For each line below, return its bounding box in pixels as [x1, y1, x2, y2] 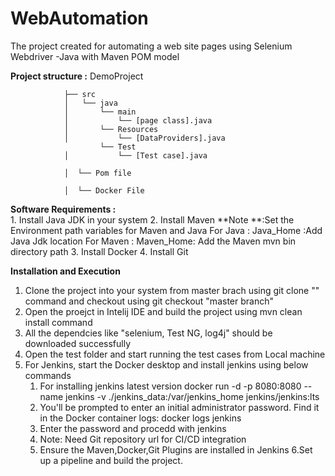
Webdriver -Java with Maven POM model [10, 50, 180, 62]
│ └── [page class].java [63, 115, 213, 126]
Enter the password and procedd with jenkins [39, 422, 227, 434]
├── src [63, 89, 97, 99]
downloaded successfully [24, 337, 132, 349]
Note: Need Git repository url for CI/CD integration [39, 433, 247, 445]
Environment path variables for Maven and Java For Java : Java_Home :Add [10, 224, 323, 236]
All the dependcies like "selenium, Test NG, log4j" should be [24, 327, 273, 339]
